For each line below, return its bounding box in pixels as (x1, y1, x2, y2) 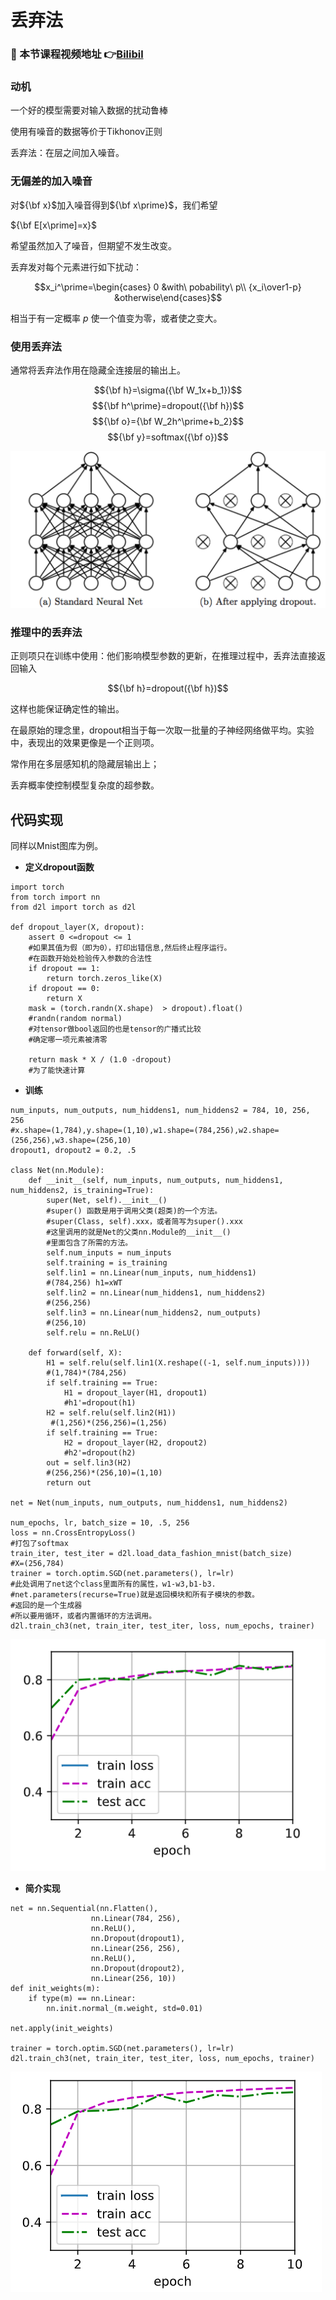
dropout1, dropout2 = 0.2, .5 (10, 1146, 137, 1156)
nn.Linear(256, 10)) (90, 1973, 177, 1983)
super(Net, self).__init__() (46, 1196, 168, 1206)
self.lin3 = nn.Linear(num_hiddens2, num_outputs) (46, 1308, 262, 1318)
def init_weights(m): (10, 1983, 101, 1993)
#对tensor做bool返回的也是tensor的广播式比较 (28, 1024, 202, 1035)
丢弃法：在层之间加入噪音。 (10, 147, 125, 159)
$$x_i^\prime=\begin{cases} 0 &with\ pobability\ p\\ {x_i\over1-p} (34, 281, 302, 293)
